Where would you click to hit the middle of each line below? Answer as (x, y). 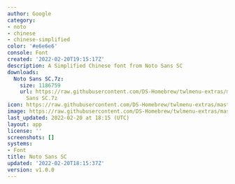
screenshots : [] (31, 137)
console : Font (28, 53)
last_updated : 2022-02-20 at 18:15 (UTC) (69, 118)
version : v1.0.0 (31, 170)
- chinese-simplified (39, 40)
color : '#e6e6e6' (33, 46)
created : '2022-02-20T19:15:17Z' (56, 59)
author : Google (29, 14)
